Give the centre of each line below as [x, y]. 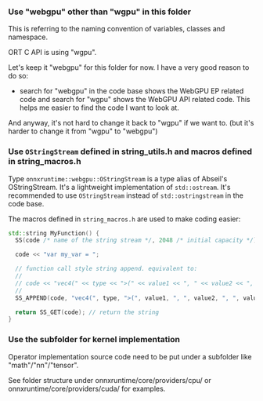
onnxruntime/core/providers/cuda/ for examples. [87, 388]
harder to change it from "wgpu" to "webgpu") [83, 131]
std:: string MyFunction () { [54, 233]
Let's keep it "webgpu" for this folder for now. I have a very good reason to [129, 67]
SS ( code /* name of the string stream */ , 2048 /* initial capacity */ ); [138, 241]
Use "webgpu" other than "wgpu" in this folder [100, 12]
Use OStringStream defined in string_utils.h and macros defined [130, 151]
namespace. [28, 37]
